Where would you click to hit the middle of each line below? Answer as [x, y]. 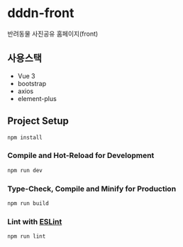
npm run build [28, 203]
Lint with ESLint [35, 221]
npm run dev [25, 170]
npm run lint [27, 236]
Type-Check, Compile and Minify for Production [92, 189]
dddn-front [41, 13]
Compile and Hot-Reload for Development [81, 156]
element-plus [37, 98]
